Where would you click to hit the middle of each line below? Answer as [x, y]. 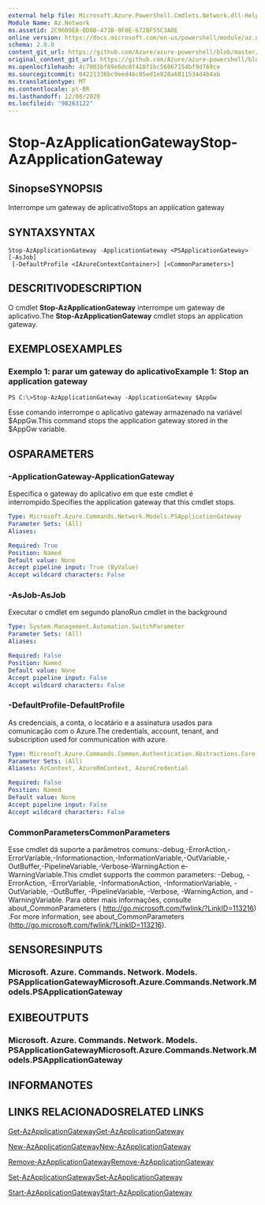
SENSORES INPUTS [56, 950]
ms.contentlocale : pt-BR [49, 89]
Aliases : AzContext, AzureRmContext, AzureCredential [99, 768]
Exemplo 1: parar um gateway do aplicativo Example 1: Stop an [129, 372]
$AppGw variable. [37, 429]
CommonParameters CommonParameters [90, 832]
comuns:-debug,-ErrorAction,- [181, 850]
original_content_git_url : [52, 60]
